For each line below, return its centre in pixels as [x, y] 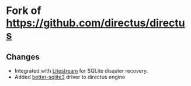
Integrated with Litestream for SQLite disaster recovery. [81, 71]
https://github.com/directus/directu [95, 23]
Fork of [24, 11]
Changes [23, 57]
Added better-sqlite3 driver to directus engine [70, 77]
